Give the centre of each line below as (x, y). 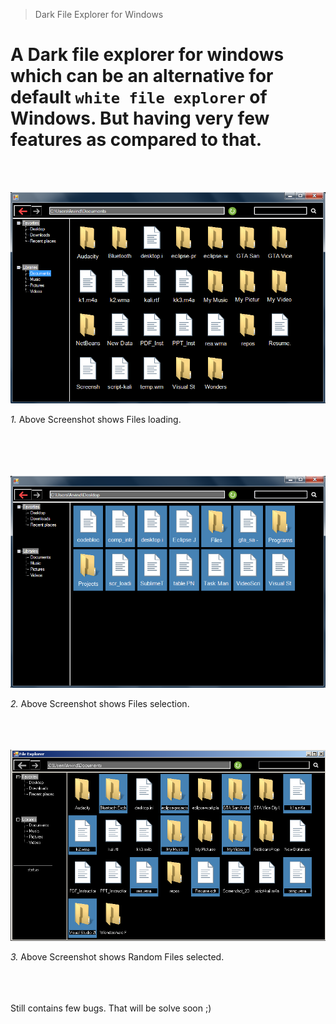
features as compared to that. (136, 140)
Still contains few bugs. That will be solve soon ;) (111, 1008)
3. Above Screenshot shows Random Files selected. (117, 957)
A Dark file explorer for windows (147, 55)
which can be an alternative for (142, 76)
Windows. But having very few (140, 118)
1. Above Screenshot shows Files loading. (96, 420)
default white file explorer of (139, 97)
